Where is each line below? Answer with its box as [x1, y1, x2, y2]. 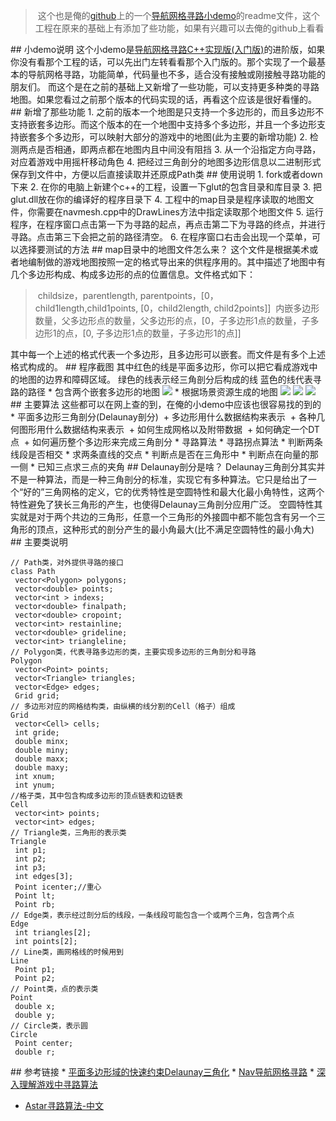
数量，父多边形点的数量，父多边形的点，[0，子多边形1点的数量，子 [34, 315, 311, 326]
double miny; [14, 745, 70, 755]
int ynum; [14, 780, 56, 790]
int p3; [14, 863, 47, 873]
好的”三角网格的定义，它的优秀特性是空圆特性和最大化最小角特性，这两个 [23, 486, 325, 498]
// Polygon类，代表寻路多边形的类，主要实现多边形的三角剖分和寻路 [10, 647, 257, 657]
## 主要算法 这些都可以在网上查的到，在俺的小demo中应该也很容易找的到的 [10, 399, 322, 410]
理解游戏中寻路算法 [18, 1079, 98, 1090]
